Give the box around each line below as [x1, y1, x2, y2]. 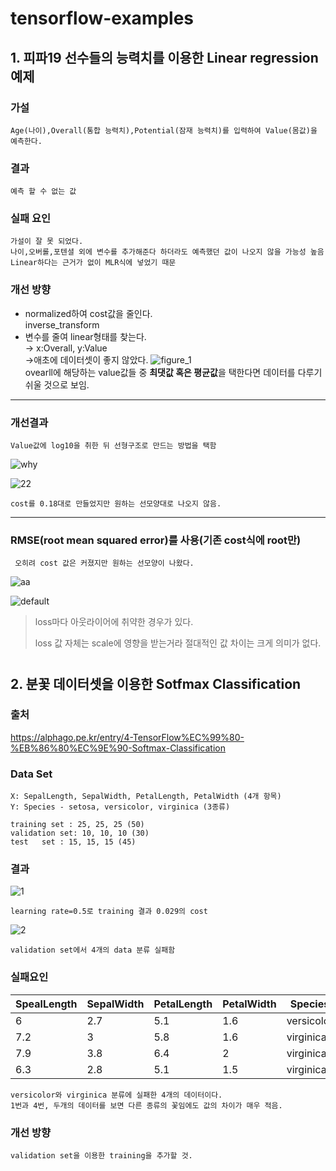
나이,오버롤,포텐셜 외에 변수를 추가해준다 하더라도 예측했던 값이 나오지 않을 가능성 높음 [10, 247, 325, 257]
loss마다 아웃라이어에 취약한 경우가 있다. [34, 616, 194, 628]
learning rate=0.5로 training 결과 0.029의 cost [10, 907, 208, 917]
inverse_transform [24, 318, 100, 331]
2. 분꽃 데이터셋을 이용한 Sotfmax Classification [10, 675, 302, 692]
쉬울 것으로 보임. [24, 378, 90, 391]
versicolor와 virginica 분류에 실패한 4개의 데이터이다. [10, 1090, 223, 1100]
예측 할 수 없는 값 [10, 187, 77, 197]
